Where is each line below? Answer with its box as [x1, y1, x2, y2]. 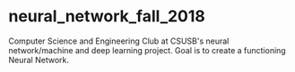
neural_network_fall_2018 [8, 6, 205, 27]
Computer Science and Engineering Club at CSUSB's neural [8, 36, 230, 46]
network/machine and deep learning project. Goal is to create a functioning [8, 44, 286, 55]
